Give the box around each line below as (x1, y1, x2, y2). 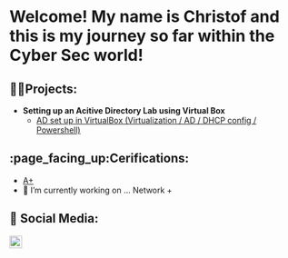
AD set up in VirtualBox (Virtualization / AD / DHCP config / (35, 115, 257, 125)
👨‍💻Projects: (9, 81, 77, 96)
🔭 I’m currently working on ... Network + (22, 184, 173, 195)
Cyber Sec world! (9, 45, 144, 65)
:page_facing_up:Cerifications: (9, 151, 189, 166)
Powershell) (35, 124, 81, 135)
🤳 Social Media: (9, 211, 99, 226)
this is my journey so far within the (9, 25, 275, 46)
